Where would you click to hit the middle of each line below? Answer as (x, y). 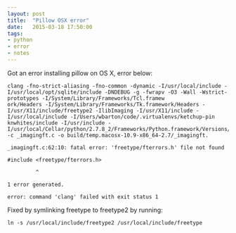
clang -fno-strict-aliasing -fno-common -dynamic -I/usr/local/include (114, 86)
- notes (19, 53)
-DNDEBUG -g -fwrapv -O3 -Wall (150, 92)
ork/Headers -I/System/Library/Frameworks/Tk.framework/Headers (103, 104)
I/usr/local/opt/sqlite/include (54, 92)
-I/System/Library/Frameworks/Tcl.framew (103, 98)
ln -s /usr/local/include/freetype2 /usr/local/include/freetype (105, 222)
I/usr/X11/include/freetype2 (50, 111)
